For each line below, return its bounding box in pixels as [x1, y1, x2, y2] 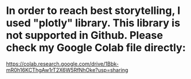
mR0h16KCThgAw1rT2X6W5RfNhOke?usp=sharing [6, 66, 129, 73]
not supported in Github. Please [6, 29, 164, 42]
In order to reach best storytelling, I [6, 4, 180, 17]
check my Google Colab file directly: [6, 41, 186, 55]
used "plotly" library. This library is [6, 16, 180, 30]
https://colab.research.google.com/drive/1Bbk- [6, 60, 119, 67]
